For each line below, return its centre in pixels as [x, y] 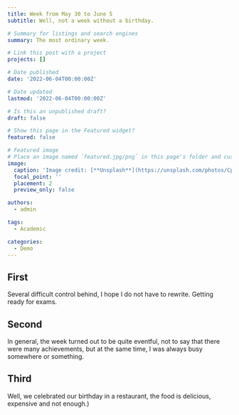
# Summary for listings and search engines [73, 33]
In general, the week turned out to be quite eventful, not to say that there [114, 341]
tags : [15, 222]
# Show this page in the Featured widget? [71, 131]
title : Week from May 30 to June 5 [60, 14]
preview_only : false [44, 190]
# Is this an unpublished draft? [57, 111]
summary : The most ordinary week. [59, 40]
